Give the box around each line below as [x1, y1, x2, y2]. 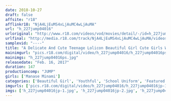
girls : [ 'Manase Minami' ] [5, 74, 60, 79]
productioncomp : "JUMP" [5, 69, 56, 74]
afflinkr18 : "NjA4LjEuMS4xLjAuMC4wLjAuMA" [5, 21, 97, 27]
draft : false [5, 12, 33, 17]
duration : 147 [5, 64, 36, 69]
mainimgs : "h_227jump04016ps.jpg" [5, 55, 79, 60]
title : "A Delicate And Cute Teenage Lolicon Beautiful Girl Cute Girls [5, 45, 163, 50]
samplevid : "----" [5, 41, 44, 46]
